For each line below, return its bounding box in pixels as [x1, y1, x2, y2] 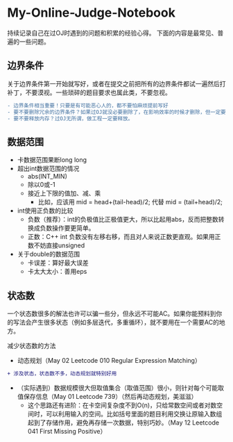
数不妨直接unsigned [27, 241, 85, 249]
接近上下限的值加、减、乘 [27, 189, 101, 197]
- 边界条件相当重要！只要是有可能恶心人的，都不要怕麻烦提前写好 [7, 102, 169, 109]
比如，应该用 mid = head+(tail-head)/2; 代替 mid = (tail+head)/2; [37, 198, 223, 206]
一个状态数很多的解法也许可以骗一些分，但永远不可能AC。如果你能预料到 [7, 309, 216, 318]
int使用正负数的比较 [17, 206, 74, 215]
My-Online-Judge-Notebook [7, 5, 175, 21]
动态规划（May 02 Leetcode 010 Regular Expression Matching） [17, 357, 201, 364]
